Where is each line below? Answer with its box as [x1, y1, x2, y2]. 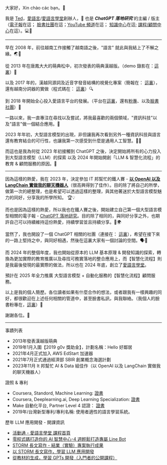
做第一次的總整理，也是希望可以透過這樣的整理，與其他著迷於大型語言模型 [5, 188, 158, 194]
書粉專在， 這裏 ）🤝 [5, 302, 43, 308]
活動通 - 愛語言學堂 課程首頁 [12, 430, 71, 436]
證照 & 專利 [5, 380, 28, 386]
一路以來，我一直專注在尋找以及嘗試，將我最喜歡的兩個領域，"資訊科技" [5, 115, 153, 121]
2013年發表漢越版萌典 [12, 338, 58, 344]
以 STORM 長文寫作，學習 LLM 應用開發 [12, 449, 94, 454]
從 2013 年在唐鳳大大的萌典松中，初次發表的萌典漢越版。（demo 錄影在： [5, 63, 155, 69]
